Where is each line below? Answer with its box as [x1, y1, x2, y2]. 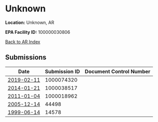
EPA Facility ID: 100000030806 [5, 29, 71, 35]
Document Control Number [84, 68, 151, 75]
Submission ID [44, 68, 80, 75]
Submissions [5, 53, 46, 62]
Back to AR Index [5, 38, 41, 45]
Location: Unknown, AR [5, 19, 54, 25]
